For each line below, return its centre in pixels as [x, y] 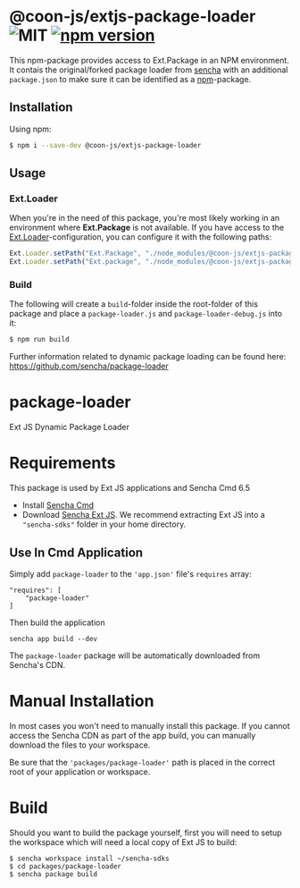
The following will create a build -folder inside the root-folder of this [134, 304]
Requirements [62, 463]
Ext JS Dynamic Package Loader [69, 427]
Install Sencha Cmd [58, 505]
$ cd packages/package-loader [66, 866]
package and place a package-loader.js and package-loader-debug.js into [146, 314]
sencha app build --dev [54, 639]
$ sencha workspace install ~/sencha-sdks [89, 858]
